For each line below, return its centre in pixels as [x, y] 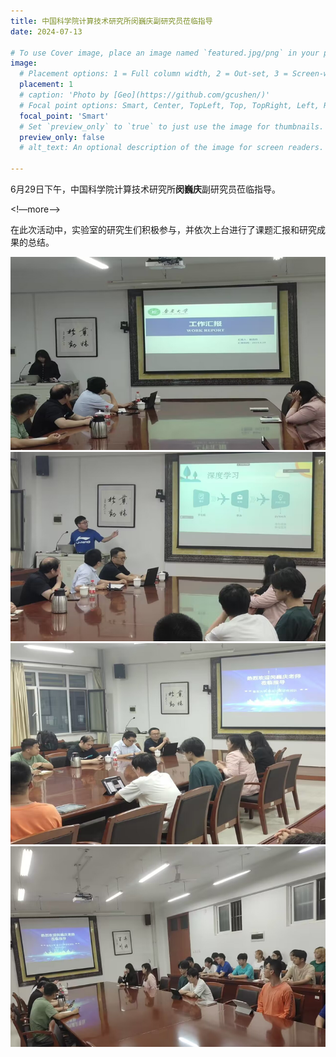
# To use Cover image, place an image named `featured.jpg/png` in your [165, 53]
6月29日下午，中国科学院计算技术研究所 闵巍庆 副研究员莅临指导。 [145, 189]
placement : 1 [46, 85]
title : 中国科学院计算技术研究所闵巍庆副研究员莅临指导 [111, 21]
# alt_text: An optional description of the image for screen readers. [172, 148]
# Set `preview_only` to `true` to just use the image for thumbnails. [172, 126]
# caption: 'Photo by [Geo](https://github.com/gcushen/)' [145, 95]
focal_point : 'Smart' [64, 116]
